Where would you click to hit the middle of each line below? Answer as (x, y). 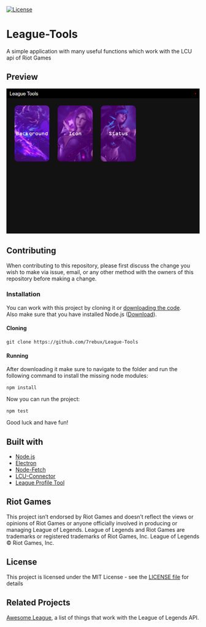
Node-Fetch (30, 470)
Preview (22, 77)
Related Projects (38, 603)
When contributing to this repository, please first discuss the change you (98, 265)
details (15, 583)
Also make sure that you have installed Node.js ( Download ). (82, 314)
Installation (24, 294)
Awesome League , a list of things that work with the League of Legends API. (103, 617)
